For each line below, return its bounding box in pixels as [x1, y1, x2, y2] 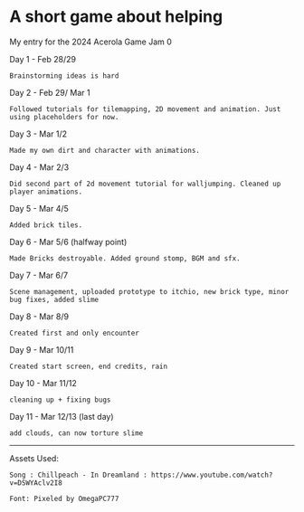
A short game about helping [9, 6, 223, 27]
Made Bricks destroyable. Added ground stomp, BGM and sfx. [9, 253, 242, 263]
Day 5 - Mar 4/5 [9, 203, 70, 213]
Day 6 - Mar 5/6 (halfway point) [9, 236, 128, 247]
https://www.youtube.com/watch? [150, 470, 273, 479]
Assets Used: [9, 452, 59, 463]
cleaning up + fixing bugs [9, 395, 111, 404]
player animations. [9, 187, 83, 196]
